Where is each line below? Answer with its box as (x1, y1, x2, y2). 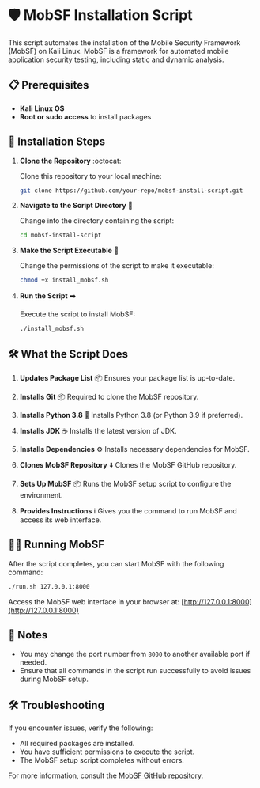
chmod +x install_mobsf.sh (19, 276, 109, 285)
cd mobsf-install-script (19, 231, 102, 240)
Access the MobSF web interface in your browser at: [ (8, 597, 184, 606)
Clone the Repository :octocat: (19, 156, 122, 165)
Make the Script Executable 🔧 (19, 246, 119, 256)
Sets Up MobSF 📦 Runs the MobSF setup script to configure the (19, 479, 232, 488)
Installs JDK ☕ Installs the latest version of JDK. (19, 426, 177, 435)
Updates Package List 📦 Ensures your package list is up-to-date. (19, 373, 236, 382)
